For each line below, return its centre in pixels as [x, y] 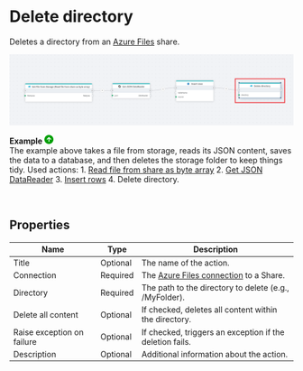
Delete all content [46, 314]
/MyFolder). [163, 297]
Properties [40, 225]
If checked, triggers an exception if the [213, 332]
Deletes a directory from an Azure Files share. [95, 42]
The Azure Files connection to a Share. [213, 275]
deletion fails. [166, 341]
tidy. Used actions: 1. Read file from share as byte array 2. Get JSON [136, 170]
